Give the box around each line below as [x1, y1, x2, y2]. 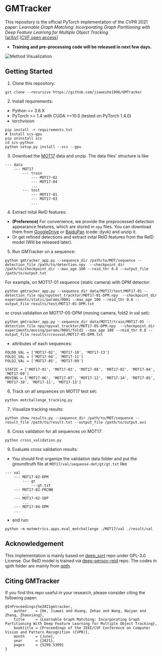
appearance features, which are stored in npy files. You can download [12, 224, 151, 229]
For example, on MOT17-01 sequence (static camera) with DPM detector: [5, 279, 151, 285]
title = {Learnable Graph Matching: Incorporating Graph [14, 617, 140, 622]
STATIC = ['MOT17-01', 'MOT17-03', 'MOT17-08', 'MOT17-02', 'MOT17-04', [5, 367, 155, 372]
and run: [12, 517, 29, 523]
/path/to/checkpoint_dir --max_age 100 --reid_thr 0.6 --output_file [5, 266, 149, 271]
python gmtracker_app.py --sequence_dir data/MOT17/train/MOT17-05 [5, 319, 145, 324]
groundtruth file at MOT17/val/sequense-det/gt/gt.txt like [12, 461, 127, 466]
